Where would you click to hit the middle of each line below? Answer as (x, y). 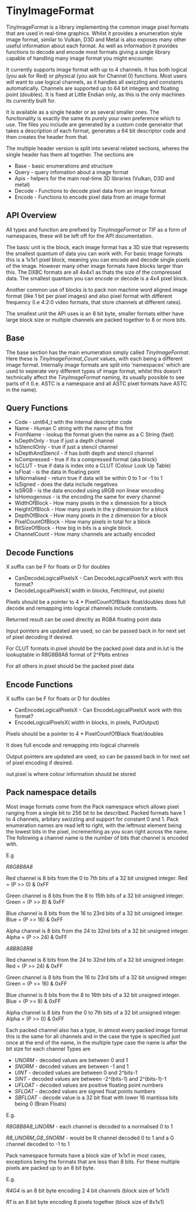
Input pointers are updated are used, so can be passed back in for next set (96, 631)
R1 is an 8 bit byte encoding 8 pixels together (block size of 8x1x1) (85, 1202)
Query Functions (37, 408)
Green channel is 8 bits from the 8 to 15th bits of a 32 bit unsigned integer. (95, 896)
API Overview (32, 215)
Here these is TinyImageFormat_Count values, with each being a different (94, 358)
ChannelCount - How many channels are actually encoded (85, 534)
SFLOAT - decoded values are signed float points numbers (85, 1091)
